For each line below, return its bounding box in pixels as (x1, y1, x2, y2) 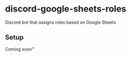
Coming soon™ (5, 46, 35, 52)
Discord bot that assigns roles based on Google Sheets (5, 19, 116, 25)
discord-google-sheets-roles (5, 3, 127, 14)
